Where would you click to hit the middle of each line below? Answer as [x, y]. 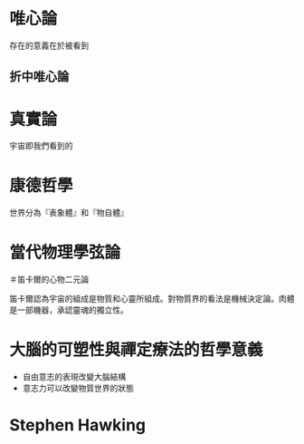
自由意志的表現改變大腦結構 [74, 377]
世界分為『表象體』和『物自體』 [69, 213]
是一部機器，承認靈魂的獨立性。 [69, 310]
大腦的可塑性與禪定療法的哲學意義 [137, 350]
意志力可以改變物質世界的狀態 [78, 388]
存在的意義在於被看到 [49, 45]
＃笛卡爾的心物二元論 [49, 280]
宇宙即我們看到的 [41, 146]
